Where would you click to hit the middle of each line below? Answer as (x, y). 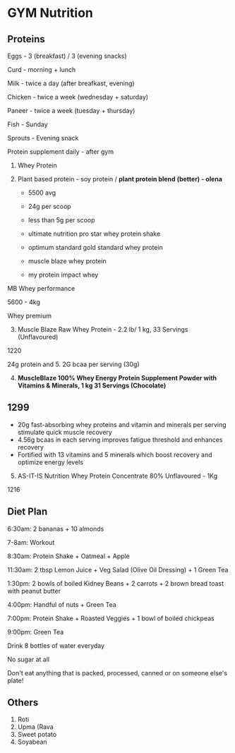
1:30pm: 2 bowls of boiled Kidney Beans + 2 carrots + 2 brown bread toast (116, 583)
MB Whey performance (41, 288)
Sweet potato (37, 735)
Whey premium (29, 316)
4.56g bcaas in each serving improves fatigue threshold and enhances (120, 440)
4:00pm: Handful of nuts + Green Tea (62, 604)
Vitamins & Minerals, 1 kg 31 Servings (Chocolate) (92, 385)
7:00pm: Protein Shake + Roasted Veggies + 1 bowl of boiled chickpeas (111, 618)
